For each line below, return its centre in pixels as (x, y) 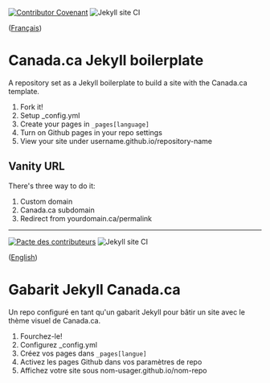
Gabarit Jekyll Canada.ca (94, 289)
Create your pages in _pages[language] (85, 124)
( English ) (23, 257)
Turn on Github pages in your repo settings (91, 132)
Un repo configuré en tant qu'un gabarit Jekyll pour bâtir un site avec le (127, 312)
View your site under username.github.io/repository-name (116, 141)
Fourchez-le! (41, 336)
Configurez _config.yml (59, 344)
